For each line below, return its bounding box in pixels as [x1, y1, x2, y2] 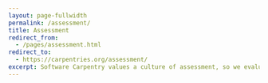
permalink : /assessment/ [8, 19, 91, 27]
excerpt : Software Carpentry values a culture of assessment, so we [8, 63, 241, 71]
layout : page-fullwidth [8, 11, 88, 20]
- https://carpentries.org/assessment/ [15, 56, 148, 64]
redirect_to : [8, 48, 52, 56]
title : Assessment [8, 26, 69, 34]
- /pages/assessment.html [15, 41, 102, 49]
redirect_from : [8, 33, 59, 42]
